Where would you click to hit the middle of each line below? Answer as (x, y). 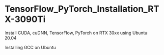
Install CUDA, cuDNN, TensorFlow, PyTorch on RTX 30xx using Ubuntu (76, 33)
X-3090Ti (25, 19)
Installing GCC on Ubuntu (30, 47)
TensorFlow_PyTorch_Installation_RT (82, 9)
